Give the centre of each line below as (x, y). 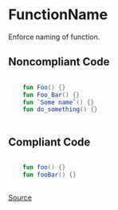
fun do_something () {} (60, 109)
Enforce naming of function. (54, 37)
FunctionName (58, 15)
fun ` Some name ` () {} (58, 102)
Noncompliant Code (59, 62)
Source (20, 197)
